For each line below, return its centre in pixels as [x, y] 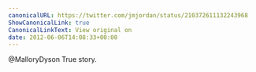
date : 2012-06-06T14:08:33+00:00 [63, 37]
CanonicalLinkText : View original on [70, 30]
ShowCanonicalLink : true [49, 23]
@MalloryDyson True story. [52, 59]
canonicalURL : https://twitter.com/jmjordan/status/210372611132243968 [128, 15]
